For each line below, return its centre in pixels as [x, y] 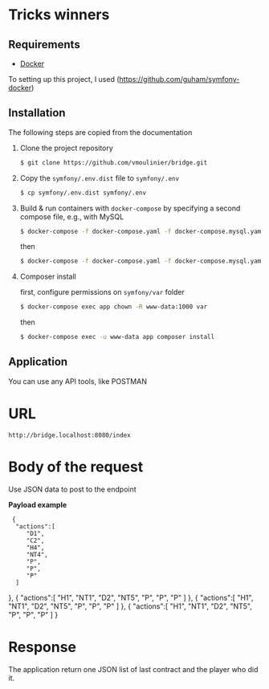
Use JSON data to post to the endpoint [72, 489]
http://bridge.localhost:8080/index [69, 435]
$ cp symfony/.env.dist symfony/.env [83, 193]
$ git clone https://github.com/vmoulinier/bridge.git [114, 162]
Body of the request [76, 467]
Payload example [38, 504]
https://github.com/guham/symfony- [179, 79]
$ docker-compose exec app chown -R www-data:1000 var [114, 307]
